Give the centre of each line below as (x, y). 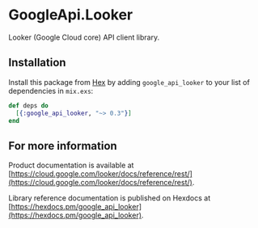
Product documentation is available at (71, 165)
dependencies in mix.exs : (51, 91)
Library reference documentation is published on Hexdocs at (110, 198)
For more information (63, 146)
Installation (37, 63)
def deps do (28, 106)
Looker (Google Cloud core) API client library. (84, 37)
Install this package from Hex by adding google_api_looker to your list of (129, 82)
